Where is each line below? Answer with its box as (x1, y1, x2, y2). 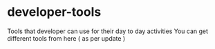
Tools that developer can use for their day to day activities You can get (7, 27, 209, 35)
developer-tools (7, 4, 102, 20)
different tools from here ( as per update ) (7, 34, 126, 42)
